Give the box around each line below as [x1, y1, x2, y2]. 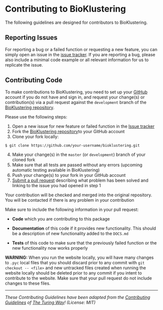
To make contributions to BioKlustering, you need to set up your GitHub [5, 89, 148, 95]
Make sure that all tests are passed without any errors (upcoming [12, 162, 143, 168]
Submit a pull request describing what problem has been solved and [12, 177, 149, 183]
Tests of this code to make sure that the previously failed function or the [12, 240, 157, 246]
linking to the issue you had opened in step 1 [12, 182, 101, 188]
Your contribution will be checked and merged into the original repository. [5, 192, 152, 198]
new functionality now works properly [12, 245, 88, 251]
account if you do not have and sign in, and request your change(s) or [5, 94, 145, 100]
